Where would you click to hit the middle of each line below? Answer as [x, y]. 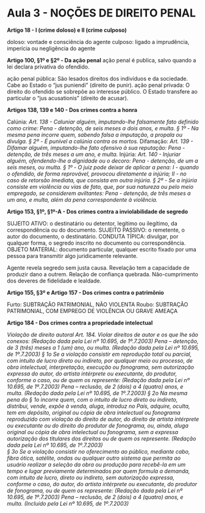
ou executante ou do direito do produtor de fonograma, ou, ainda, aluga [98, 426]
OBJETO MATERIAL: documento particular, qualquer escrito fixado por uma [102, 249]
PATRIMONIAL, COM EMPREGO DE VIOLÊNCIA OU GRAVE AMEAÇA [92, 311]
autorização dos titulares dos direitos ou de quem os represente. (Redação [102, 438]
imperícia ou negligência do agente [51, 48]
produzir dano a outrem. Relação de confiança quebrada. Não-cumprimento [103, 274]
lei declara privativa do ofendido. [49, 67]
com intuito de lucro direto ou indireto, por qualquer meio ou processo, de [100, 360]
